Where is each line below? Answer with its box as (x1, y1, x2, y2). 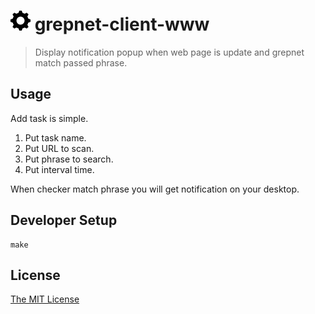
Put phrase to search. (24, 153, 114, 165)
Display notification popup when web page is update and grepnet (34, 46, 305, 58)
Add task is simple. (10, 112, 89, 124)
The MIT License (10, 293, 80, 305)
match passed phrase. (34, 56, 128, 69)
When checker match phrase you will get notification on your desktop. (10, 183, 300, 195)
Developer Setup (10, 212, 118, 229)
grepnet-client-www (34, 13, 210, 36)
